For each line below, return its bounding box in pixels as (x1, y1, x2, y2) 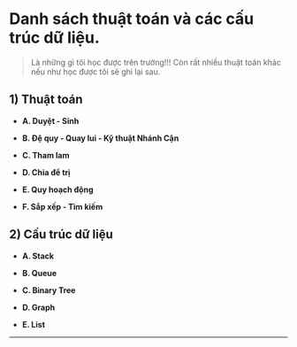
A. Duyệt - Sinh (21, 115, 80, 126)
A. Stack (21, 251, 55, 261)
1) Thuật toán (9, 92, 83, 107)
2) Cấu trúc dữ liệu (9, 227, 113, 243)
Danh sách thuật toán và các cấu (9, 9, 255, 29)
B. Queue (21, 267, 57, 278)
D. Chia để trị (21, 166, 71, 177)
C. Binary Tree (21, 284, 76, 296)
